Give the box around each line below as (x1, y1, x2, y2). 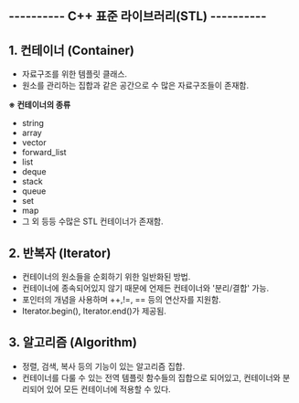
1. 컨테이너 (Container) (8, 42, 134, 58)
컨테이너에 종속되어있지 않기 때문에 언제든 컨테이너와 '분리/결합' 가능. (21, 282, 270, 294)
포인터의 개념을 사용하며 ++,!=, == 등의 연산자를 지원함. (21, 294, 221, 305)
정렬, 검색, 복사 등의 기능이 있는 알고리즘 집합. (21, 360, 186, 372)
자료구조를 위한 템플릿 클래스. (21, 69, 128, 80)
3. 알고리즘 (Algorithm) (8, 334, 138, 350)
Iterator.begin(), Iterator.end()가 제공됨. (21, 305, 166, 317)
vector (21, 137, 47, 148)
